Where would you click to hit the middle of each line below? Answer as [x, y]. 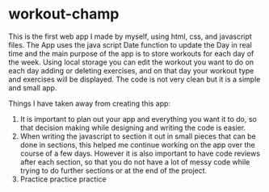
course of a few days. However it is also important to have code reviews [140, 153]
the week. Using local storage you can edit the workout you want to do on [131, 62]
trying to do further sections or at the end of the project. [113, 170]
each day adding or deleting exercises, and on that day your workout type [131, 70]
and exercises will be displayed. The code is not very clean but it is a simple [134, 79]
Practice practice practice [63, 179]
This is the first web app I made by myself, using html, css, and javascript [130, 36]
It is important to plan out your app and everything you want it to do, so [138, 119]
